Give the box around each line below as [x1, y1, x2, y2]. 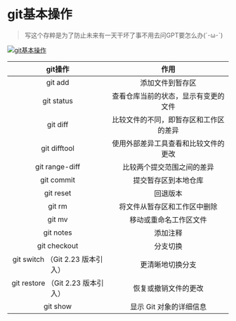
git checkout [37, 240, 79, 250]
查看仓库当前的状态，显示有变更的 [112, 91, 225, 100]
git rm [48, 201, 68, 211]
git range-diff [34, 162, 81, 171]
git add [46, 77, 70, 87]
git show [43, 301, 72, 311]
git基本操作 [7, 6, 72, 22]
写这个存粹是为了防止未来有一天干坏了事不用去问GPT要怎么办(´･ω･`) [24, 31, 223, 39]
